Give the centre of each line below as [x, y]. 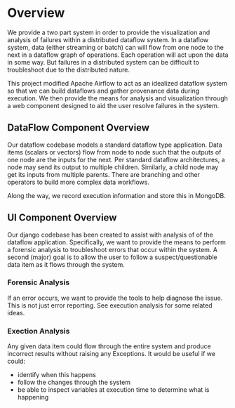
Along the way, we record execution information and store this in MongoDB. [116, 195]
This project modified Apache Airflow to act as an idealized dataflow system [117, 83]
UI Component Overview [62, 218]
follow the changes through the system [74, 382]
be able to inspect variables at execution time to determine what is [113, 390]
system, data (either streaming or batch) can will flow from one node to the [116, 47]
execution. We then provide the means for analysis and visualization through [117, 98]
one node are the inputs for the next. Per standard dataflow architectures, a [116, 159]
